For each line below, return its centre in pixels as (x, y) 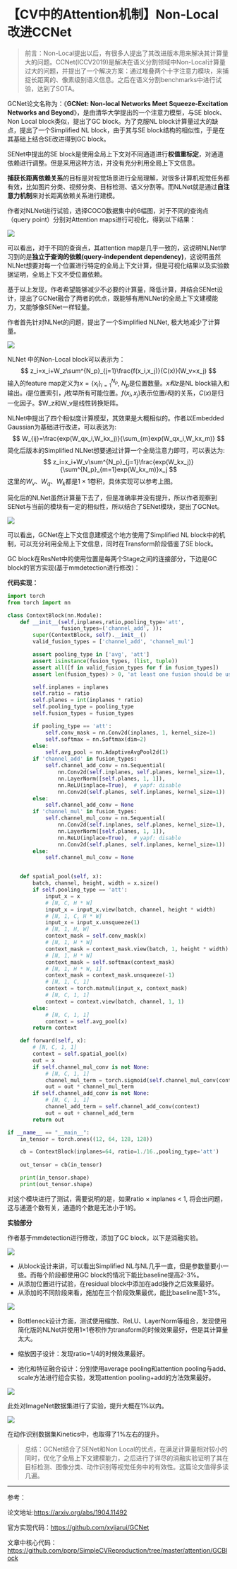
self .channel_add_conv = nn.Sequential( (105, 766)
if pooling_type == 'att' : (72, 726)
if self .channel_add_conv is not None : (91, 1093)
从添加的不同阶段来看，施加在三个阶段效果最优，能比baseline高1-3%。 (121, 1292)
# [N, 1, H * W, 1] (73, 969)
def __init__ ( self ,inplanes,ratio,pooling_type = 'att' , (102, 622)
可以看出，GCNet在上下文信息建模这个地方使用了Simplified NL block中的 (113, 534)
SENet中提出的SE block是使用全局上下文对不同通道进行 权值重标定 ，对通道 (116, 154)
